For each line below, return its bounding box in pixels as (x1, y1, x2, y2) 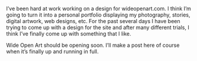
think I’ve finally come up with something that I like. (6, 30, 132, 37)
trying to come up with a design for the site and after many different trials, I (6, 24, 190, 31)
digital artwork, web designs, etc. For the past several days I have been (6, 18, 180, 24)
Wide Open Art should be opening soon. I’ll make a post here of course (6, 41, 180, 49)
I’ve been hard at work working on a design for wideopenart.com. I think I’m (6, 5, 192, 12)
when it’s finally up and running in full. (6, 48, 99, 55)
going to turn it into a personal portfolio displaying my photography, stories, (6, 11, 191, 18)
